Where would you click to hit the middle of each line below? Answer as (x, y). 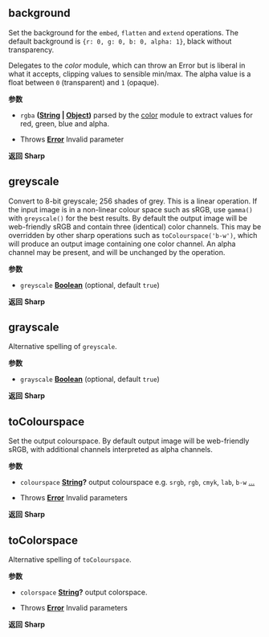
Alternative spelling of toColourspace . (70, 560)
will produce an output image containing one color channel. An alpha (122, 244)
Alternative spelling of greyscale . (63, 347)
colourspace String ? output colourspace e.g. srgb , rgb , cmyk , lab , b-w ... (137, 483)
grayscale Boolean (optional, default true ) (90, 379)
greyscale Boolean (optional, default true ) (90, 285)
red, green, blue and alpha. (65, 123)
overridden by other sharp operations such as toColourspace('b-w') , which (133, 235)
